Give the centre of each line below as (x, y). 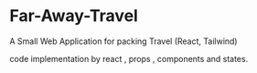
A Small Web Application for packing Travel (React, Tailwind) (123, 41)
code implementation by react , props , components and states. (129, 58)
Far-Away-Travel (74, 16)
